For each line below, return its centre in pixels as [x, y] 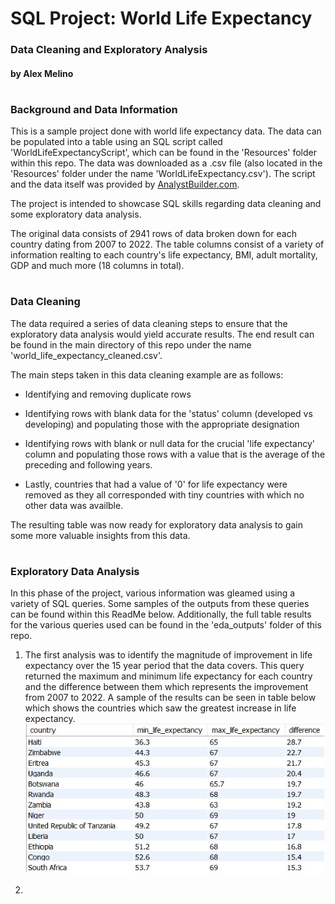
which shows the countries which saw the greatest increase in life [160, 708]
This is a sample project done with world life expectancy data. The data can [166, 131]
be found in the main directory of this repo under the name [131, 344]
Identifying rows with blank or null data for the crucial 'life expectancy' [169, 443]
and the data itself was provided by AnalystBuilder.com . [125, 184]
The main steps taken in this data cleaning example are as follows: [147, 374]
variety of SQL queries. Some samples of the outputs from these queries [160, 604]
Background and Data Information [94, 109]
